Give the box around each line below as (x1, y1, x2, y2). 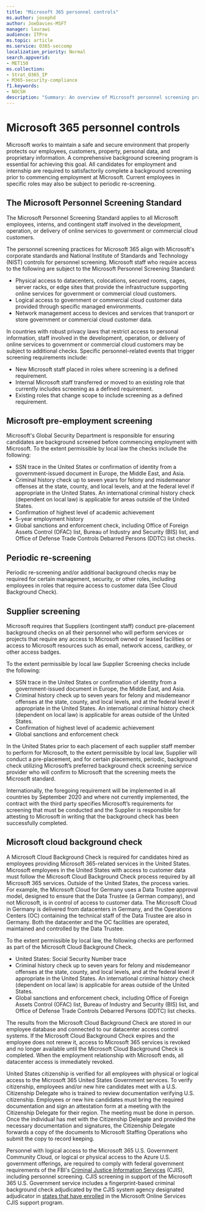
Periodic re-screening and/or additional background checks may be (6, 569, 177, 576)
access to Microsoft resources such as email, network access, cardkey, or (6, 642, 193, 649)
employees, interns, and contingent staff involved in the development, (6, 220, 182, 228)
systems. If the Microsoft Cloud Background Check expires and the (6, 1032, 175, 1039)
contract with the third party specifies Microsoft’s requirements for (6, 799, 174, 807)
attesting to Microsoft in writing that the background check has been (6, 812, 179, 820)
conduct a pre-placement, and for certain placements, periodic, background (6, 755, 198, 763)
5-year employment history (15, 515, 84, 523)
